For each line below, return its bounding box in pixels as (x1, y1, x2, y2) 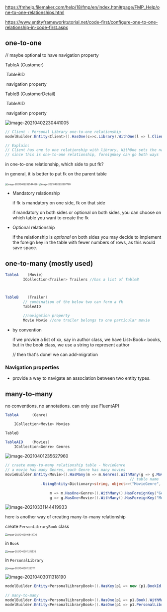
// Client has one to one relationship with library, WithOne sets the (5, 148, 157, 153)
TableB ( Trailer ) (5, 295, 48, 300)
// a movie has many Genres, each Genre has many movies (5, 467, 126, 472)
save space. (12, 245, 37, 251)
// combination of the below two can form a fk (23, 299, 123, 305)
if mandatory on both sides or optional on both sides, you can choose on (12, 209, 162, 216)
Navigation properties (5, 364, 60, 371)
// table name (129, 477, 159, 482)
